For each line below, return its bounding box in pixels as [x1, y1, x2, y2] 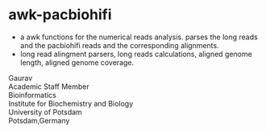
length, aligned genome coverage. [19, 58, 135, 67]
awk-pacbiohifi [8, 6, 112, 24]
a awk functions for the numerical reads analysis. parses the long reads [19, 32, 258, 42]
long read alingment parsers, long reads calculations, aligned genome [19, 49, 252, 58]
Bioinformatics [8, 90, 56, 99]
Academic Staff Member [8, 82, 90, 91]
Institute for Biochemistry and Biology [8, 99, 134, 108]
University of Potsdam [8, 107, 82, 117]
